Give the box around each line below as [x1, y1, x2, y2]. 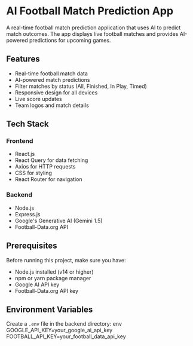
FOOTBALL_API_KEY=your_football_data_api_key [6, 333, 127, 340]
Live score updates [14, 95, 62, 102]
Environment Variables [6, 304, 93, 314]
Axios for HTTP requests [14, 163, 76, 170]
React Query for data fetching [14, 157, 88, 164]
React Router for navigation [14, 176, 82, 183]
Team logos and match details [14, 102, 90, 109]
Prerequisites [6, 241, 57, 251]
